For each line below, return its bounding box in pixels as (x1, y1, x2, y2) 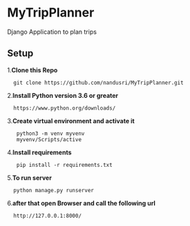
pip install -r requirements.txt (16, 161, 113, 168)
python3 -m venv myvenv (16, 130, 85, 137)
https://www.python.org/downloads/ (13, 105, 116, 112)
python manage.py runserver (13, 187, 95, 194)
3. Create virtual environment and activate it (7, 116, 135, 125)
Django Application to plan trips (7, 28, 97, 36)
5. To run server (7, 174, 52, 182)
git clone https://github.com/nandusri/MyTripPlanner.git (13, 79, 184, 86)
